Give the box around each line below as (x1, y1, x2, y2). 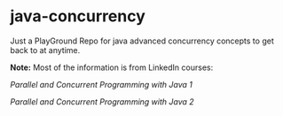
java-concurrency (10, 6, 145, 27)
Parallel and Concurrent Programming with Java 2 (10, 96, 194, 107)
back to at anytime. (10, 44, 81, 55)
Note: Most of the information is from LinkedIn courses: (10, 62, 214, 73)
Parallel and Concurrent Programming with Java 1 (10, 79, 193, 89)
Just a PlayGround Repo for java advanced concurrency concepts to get (10, 35, 274, 46)
